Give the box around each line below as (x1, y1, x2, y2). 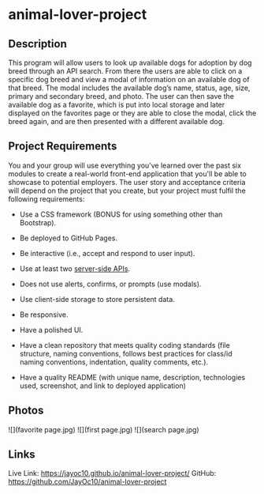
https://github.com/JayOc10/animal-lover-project (8, 477, 167, 487)
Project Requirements (8, 140, 117, 153)
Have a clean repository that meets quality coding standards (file (19, 340, 230, 349)
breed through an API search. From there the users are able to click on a (8, 66, 243, 76)
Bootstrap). (19, 217, 57, 227)
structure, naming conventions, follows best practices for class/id (19, 349, 232, 358)
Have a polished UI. (19, 325, 84, 334)
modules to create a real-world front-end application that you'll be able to (8, 168, 247, 179)
